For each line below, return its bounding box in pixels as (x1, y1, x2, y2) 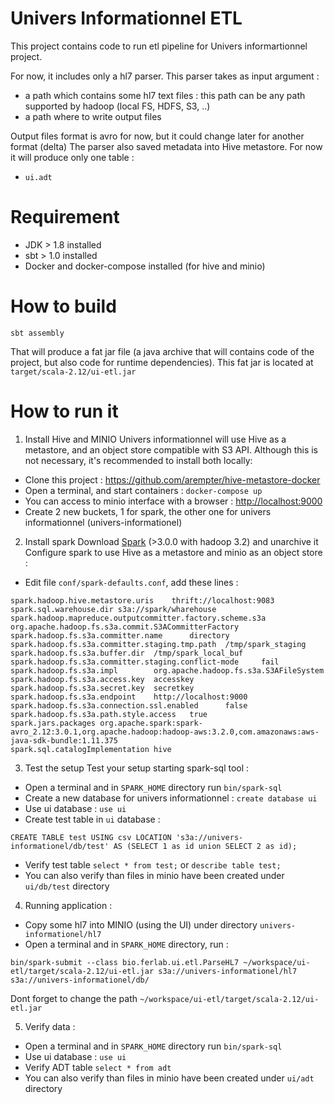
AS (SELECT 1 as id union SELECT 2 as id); (113, 841, 298, 851)
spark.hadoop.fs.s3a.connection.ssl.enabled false (10, 700, 248, 711)
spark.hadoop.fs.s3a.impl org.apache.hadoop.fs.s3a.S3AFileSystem (10, 665, 325, 676)
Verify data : (24, 1020, 76, 1032)
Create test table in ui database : (24, 813, 161, 825)
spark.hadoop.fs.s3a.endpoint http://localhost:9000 (10, 692, 248, 702)
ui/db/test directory (24, 880, 110, 892)
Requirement (10, 206, 120, 229)
